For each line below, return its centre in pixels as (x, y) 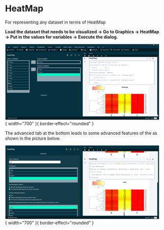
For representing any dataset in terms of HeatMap (56, 22)
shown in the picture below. (33, 138)
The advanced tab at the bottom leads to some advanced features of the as (81, 133)
